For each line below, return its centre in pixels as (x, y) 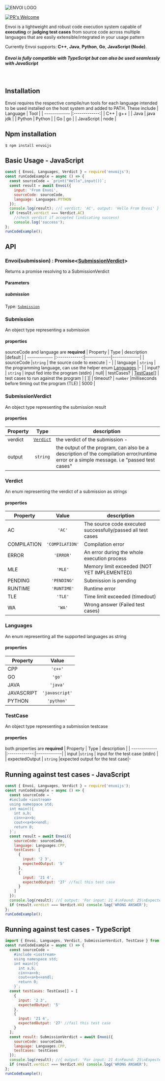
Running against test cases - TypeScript (68, 929)
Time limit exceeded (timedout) (120, 597)
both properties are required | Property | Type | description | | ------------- (81, 749)
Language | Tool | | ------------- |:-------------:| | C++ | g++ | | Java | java (80, 113)
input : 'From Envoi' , (36, 190)
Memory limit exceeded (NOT (118, 566)
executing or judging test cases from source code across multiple (73, 32)
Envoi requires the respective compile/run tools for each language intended (82, 103)
